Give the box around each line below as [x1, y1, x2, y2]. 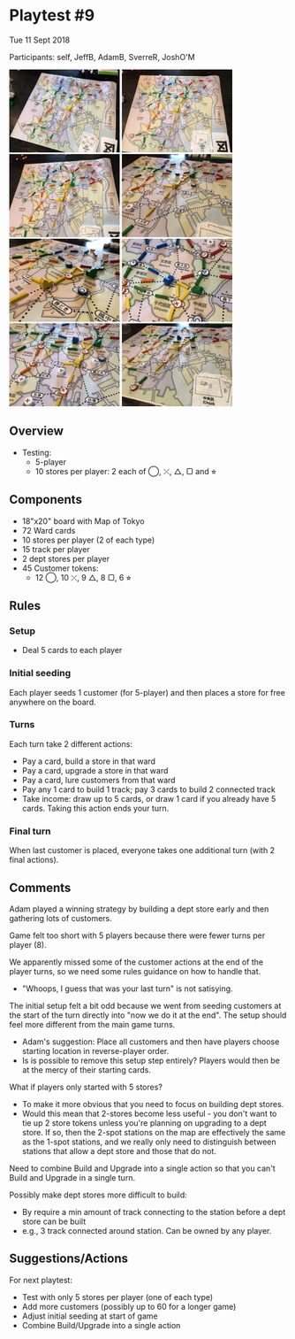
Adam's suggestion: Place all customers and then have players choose [21, 1036, 280, 1047]
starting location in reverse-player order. [21, 1045, 170, 1056]
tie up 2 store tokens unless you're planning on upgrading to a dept [21, 1117, 267, 1128]
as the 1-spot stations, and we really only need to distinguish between [21, 1136, 276, 1147]
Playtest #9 [9, 5, 95, 26]
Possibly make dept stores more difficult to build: [9, 1189, 187, 1200]
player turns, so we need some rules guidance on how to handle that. [9, 966, 261, 976]
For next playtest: [9, 1274, 73, 1285]
